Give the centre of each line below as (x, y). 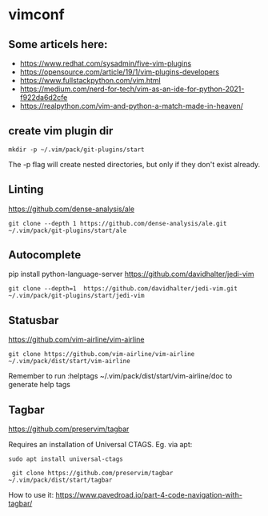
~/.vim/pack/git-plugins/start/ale (68, 230)
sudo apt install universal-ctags (66, 459)
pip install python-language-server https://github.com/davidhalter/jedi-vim (131, 274)
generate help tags (39, 385)
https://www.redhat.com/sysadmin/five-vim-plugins (106, 63)
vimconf (37, 15)
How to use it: (31, 495)
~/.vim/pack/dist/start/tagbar (60, 480)
